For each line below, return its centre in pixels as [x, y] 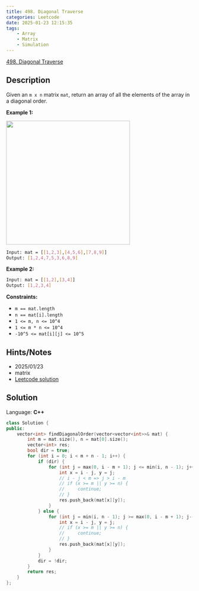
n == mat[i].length [39, 315]
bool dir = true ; [49, 451]
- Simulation [33, 45]
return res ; [42, 572]
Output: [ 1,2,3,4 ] [29, 285]
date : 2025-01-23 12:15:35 [39, 23]
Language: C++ [25, 412]
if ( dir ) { [51, 461]
